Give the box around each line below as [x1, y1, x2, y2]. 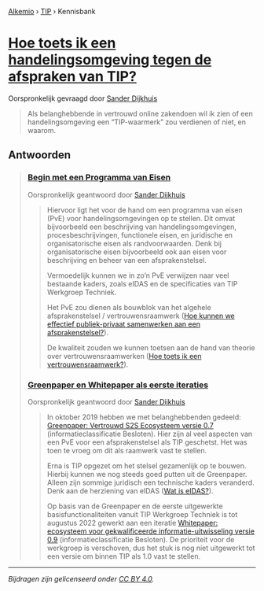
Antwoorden [8, 149, 71, 162]
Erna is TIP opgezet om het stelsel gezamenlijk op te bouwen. [46, 460, 247, 471]
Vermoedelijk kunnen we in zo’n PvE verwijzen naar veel [46, 271, 229, 280]
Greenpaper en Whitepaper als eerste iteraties [27, 379, 209, 390]
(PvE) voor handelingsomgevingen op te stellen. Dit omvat [46, 213, 236, 223]
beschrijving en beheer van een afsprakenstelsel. [46, 255, 207, 264]
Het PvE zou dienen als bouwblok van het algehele [46, 302, 211, 312]
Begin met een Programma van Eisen [27, 172, 171, 183]
